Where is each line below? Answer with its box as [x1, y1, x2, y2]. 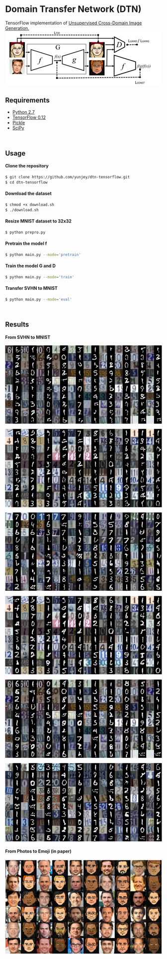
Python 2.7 [12, 109, 35, 115]
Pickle [12, 120, 25, 126]
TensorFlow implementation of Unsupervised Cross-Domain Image [5, 20, 142, 26]
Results [5, 320, 29, 329]
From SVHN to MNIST [5, 334, 51, 340]
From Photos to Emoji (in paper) [5, 848, 72, 854]
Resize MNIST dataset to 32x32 [5, 218, 72, 224]
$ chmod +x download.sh [5, 202, 55, 207]
